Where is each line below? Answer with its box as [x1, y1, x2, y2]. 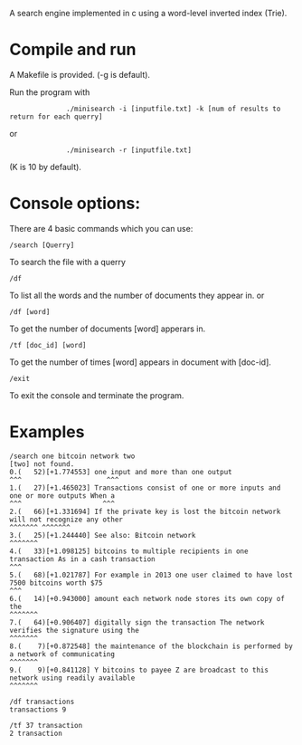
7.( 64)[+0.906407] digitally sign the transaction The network [9, 617, 265, 627]
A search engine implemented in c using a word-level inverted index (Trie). [9, 8, 288, 18]
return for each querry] [9, 112, 103, 121]
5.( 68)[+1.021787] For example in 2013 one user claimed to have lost [9, 570, 294, 579]
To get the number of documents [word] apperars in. [9, 323, 206, 334]
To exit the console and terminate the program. [9, 389, 184, 401]
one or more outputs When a [9, 491, 116, 501]
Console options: [9, 194, 141, 214]
